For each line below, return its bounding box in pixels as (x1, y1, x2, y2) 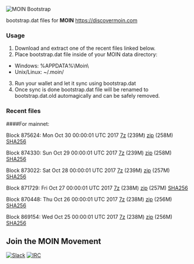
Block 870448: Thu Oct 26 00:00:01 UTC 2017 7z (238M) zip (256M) (6, 196, 172, 203)
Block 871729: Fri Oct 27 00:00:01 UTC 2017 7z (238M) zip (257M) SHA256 (6, 184, 189, 191)
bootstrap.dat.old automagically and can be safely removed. (14, 92, 160, 100)
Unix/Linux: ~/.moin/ (14, 68, 64, 76)
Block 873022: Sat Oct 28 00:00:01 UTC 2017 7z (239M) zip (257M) (6, 167, 170, 174)
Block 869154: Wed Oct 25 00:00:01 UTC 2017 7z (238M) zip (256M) (6, 213, 173, 220)
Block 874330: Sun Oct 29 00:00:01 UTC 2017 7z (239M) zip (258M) (6, 149, 172, 156)
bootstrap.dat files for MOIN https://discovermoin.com (6, 17, 138, 23)
